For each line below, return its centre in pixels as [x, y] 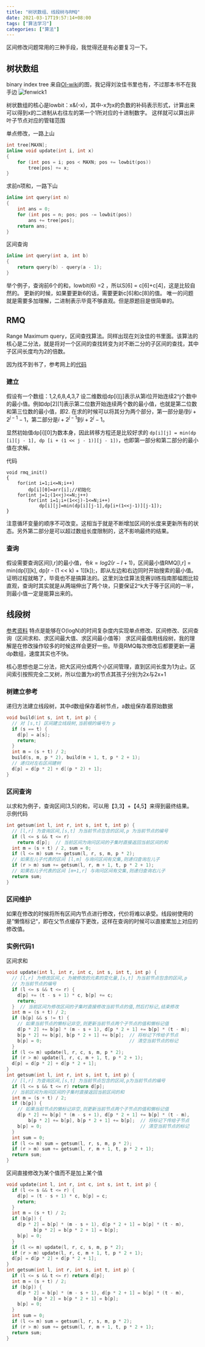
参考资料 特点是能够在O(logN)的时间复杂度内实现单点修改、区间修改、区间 [100, 630]
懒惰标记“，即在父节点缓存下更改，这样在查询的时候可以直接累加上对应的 [106, 921]
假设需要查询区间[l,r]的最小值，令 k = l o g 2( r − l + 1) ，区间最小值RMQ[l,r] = [99, 563]
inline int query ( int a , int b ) [47, 256]
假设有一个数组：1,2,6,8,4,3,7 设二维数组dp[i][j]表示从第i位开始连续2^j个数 [99, 397]
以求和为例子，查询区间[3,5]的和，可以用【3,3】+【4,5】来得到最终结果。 [99, 806]
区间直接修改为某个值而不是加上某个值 [54, 1173]
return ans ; [32, 226]
